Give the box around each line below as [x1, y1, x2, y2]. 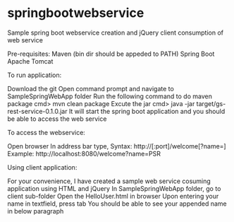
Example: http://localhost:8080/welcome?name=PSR [7, 149, 161, 158]
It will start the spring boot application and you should [68, 107, 226, 115]
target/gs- [196, 99, 226, 107]
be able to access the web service [7, 115, 107, 123]
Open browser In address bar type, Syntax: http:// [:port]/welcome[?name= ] [7, 141, 227, 150]
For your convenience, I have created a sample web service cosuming [7, 177, 211, 185]
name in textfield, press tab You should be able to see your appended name [7, 199, 227, 208]
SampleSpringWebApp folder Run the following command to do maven [7, 92, 213, 100]
